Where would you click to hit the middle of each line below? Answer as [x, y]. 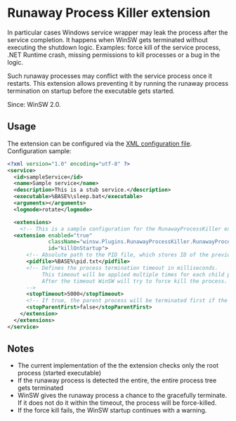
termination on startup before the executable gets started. [91, 91]
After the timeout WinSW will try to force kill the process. [135, 281]
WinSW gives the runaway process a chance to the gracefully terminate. [122, 396]
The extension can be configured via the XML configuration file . [100, 143]
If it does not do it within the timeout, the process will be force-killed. [117, 403]
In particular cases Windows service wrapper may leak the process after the [118, 32]
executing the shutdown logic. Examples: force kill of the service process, [114, 47]
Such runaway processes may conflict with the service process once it [110, 76]
